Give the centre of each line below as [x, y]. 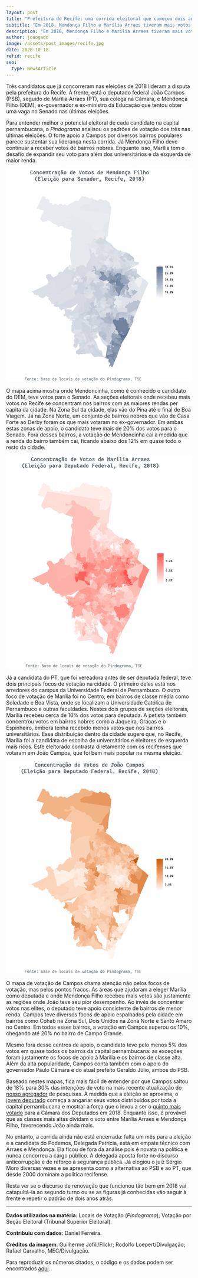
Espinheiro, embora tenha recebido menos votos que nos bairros [85, 728]
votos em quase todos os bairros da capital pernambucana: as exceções [94, 1051]
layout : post [22, 12]
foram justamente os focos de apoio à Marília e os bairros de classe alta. [94, 1057]
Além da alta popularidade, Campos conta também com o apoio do [88, 1064]
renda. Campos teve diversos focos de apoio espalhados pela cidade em [95, 1014]
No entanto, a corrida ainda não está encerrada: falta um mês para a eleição [99, 1136]
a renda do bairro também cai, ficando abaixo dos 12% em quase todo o [94, 441]
